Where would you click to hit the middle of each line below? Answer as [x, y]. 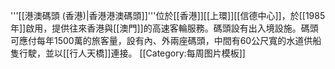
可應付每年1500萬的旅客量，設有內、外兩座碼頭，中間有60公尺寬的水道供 [161, 40]
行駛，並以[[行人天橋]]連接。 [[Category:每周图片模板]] [132, 53]
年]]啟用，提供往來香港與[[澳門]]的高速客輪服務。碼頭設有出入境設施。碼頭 [164, 28]
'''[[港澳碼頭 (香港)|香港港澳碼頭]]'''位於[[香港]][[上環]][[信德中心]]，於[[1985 [168, 15]
